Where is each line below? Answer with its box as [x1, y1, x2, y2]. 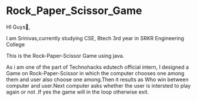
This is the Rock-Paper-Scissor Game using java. [6, 52, 125, 59]
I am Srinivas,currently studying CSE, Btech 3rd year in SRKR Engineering [6, 34, 184, 41]
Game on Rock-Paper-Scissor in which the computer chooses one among [6, 69, 185, 76]
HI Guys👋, [6, 23, 31, 30]
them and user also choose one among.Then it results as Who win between [6, 76, 189, 83]
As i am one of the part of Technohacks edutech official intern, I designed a [6, 63, 189, 71]
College [6, 41, 25, 48]
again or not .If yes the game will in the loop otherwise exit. [6, 88, 149, 95]
